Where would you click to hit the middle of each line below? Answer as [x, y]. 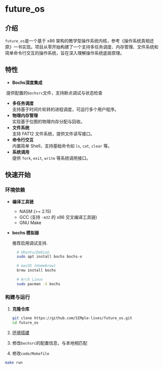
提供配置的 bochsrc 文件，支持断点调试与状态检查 [54, 93]
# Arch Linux [30, 279]
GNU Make [30, 222]
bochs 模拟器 [26, 233]
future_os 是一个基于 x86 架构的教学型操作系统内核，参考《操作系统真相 [77, 41]
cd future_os [25, 323]
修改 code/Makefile [31, 353]
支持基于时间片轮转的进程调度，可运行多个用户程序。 [65, 109]
